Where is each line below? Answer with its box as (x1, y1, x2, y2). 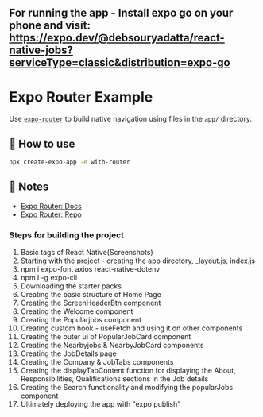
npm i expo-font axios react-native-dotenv (20, 264, 161, 274)
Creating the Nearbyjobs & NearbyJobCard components (20, 341, 205, 350)
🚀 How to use (9, 137, 75, 150)
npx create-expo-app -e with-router (9, 158, 130, 166)
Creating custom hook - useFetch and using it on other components (20, 323, 243, 333)
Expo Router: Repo (20, 210, 83, 219)
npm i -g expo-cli (20, 273, 78, 283)
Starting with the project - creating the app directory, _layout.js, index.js (20, 256, 256, 265)
